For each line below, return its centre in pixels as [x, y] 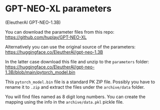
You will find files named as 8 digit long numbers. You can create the [75, 97]
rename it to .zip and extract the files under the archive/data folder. [75, 87]
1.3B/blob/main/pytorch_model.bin [40, 72]
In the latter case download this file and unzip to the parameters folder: [77, 61]
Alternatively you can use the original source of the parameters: [70, 47]
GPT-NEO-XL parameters [58, 9]
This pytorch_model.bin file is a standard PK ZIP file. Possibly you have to [80, 82]
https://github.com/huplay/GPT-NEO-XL [46, 37]
